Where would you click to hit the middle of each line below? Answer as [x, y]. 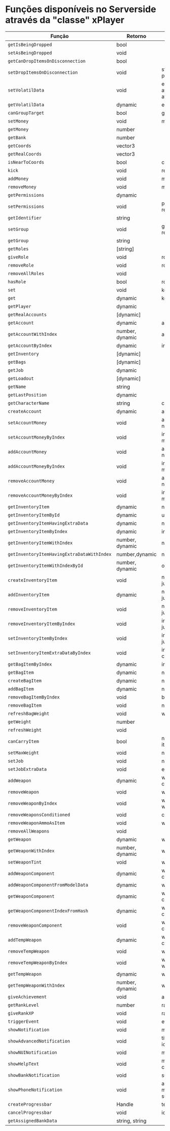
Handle [125, 1104]
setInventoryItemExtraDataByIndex [49, 653]
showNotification [29, 1030]
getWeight [19, 722]
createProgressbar [30, 1104]
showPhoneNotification [35, 1090]
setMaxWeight [24, 753]
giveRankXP [21, 1013]
